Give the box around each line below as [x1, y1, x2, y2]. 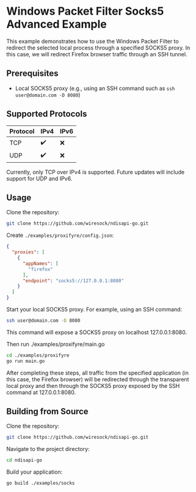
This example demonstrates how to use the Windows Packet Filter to [6, 37, 179, 45]
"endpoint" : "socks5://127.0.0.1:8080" [22, 277, 124, 284]
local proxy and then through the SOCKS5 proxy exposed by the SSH [6, 382, 180, 389]
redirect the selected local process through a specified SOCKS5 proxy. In [6, 44, 191, 51]
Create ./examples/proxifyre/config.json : [6, 231, 114, 239]
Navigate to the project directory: [6, 445, 90, 453]
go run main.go [6, 358, 45, 364]
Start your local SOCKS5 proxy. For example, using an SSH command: [6, 306, 182, 313]
